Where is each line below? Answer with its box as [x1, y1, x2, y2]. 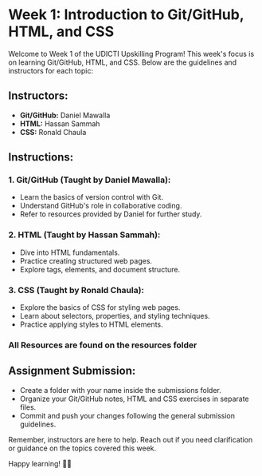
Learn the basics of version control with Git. [19, 192, 164, 202]
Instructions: [8, 150, 74, 165]
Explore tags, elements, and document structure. [19, 264, 181, 274]
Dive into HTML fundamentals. [19, 248, 120, 257]
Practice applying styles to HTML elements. [19, 319, 163, 329]
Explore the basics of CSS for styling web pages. [19, 303, 181, 312]
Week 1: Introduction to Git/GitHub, [8, 6, 244, 24]
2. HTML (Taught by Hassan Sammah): [8, 229, 161, 240]
